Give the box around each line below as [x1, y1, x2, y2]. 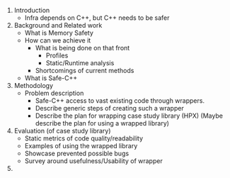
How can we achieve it [24, 36, 91, 45]
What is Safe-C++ [24, 74, 78, 82]
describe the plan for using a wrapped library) [35, 119, 170, 127]
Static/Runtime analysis [45, 59, 115, 67]
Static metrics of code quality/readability [24, 134, 144, 143]
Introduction [13, 6, 50, 14]
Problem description [24, 89, 84, 97]
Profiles [45, 51, 69, 60]
